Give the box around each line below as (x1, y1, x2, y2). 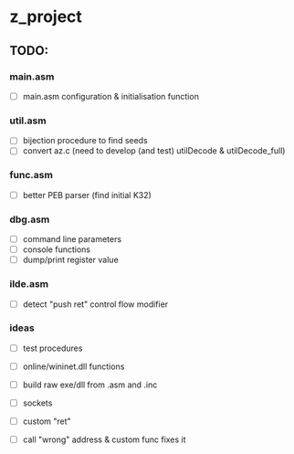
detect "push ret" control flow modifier (22, 299, 169, 310)
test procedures (22, 343, 83, 354)
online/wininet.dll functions (22, 361, 125, 372)
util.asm (9, 114, 47, 127)
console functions (22, 244, 91, 255)
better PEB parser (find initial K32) (22, 189, 152, 200)
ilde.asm (9, 278, 48, 290)
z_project (9, 6, 82, 27)
